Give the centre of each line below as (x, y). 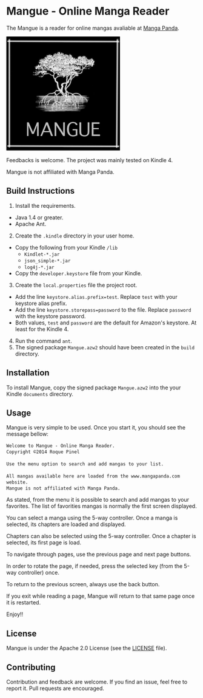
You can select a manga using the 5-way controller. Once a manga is (92, 518)
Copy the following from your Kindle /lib (66, 247)
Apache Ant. (31, 224)
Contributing (31, 667)
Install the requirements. (45, 205)
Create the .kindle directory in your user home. (75, 236)
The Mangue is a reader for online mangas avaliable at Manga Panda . (93, 28)
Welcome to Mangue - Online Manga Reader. (61, 446)
